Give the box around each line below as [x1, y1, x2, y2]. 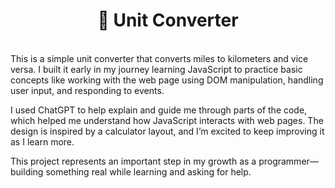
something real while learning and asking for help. [45, 165, 252, 178]
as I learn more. [10, 135, 75, 148]
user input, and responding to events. [10, 84, 165, 96]
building [10, 165, 44, 178]
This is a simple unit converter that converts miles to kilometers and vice [10, 52, 309, 64]
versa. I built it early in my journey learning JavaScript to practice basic [10, 63, 303, 75]
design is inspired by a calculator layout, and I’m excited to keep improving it [10, 125, 325, 137]
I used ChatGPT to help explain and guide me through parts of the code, [10, 104, 308, 116]
